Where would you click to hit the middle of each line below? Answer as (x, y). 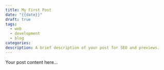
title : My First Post (29, 10)
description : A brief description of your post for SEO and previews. (83, 48)
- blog (17, 39)
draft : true (18, 19)
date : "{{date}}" (24, 15)
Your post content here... (32, 62)
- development (25, 33)
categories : (18, 43)
